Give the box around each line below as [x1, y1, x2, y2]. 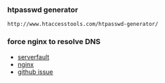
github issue [17, 68, 54, 76]
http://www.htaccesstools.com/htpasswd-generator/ [7, 21, 159, 28]
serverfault [17, 52, 50, 61]
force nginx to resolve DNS [7, 37, 100, 47]
